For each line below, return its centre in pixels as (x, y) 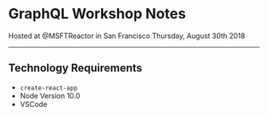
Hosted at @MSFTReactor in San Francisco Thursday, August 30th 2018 (127, 36)
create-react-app (49, 88)
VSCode (33, 104)
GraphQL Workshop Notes (97, 14)
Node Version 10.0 (50, 95)
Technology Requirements (75, 68)
